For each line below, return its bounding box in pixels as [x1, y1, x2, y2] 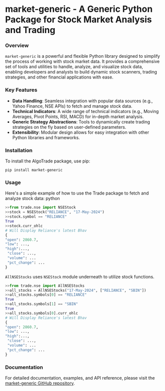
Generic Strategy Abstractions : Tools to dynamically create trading [12, 118, 150, 124]
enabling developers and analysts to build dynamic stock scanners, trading [5, 69, 158, 75]
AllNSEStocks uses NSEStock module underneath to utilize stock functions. [5, 274, 155, 279]
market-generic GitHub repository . [5, 380, 75, 386]
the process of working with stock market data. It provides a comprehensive [5, 58, 160, 65]
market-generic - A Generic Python [5, 3, 153, 15]
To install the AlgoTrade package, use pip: [5, 158, 90, 164]
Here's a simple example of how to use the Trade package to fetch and [5, 190, 149, 196]
